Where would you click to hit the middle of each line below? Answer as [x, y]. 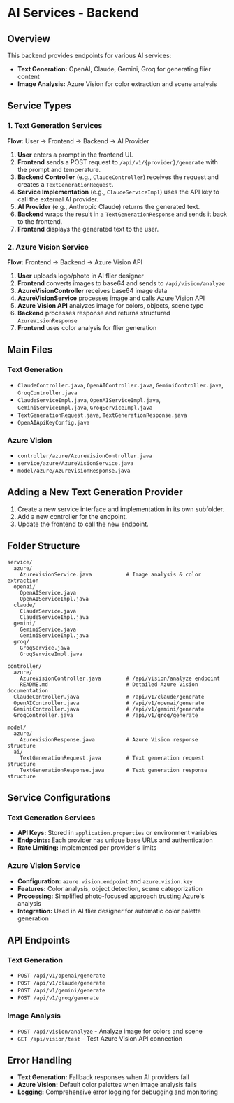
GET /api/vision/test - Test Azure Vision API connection [100, 1038]
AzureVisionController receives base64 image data [92, 290]
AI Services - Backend [73, 13]
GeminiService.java [48, 629]
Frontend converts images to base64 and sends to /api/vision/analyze [121, 283]
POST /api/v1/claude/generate [61, 983]
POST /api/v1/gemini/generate [61, 991]
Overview [29, 39]
